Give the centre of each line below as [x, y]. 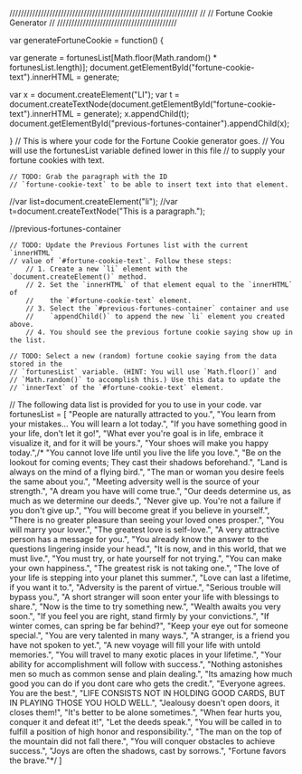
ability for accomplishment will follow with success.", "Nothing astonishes [146, 664]
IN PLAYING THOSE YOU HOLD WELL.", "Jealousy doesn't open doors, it [145, 702]
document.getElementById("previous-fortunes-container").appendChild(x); [150, 123]
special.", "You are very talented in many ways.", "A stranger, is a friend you [150, 635]
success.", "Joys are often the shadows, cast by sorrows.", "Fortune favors [148, 751]
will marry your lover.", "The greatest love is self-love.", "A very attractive [145, 530]
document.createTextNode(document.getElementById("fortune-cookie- [143, 104]
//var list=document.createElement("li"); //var [94, 201]
